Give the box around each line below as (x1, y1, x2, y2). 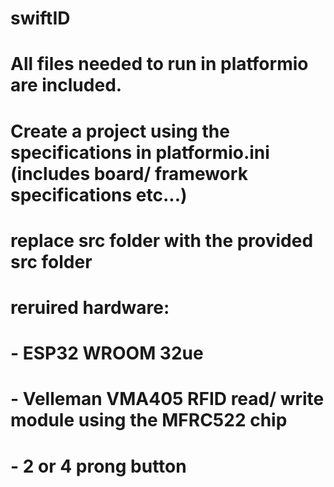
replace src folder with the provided (10, 229, 314, 252)
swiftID (10, 7, 71, 30)
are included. (10, 74, 123, 97)
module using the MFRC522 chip (10, 409, 288, 432)
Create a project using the (10, 120, 230, 142)
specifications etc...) (10, 183, 188, 206)
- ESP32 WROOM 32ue (10, 342, 204, 365)
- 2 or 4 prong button (10, 455, 187, 477)
